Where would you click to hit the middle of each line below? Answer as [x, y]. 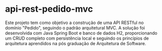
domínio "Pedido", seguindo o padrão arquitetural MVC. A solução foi [75, 27]
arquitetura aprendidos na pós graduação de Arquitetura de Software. [76, 43]
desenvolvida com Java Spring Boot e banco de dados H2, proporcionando [81, 33]
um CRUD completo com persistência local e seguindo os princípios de [77, 38]
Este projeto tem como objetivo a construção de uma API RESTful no [74, 23]
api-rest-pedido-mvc [49, 9]
